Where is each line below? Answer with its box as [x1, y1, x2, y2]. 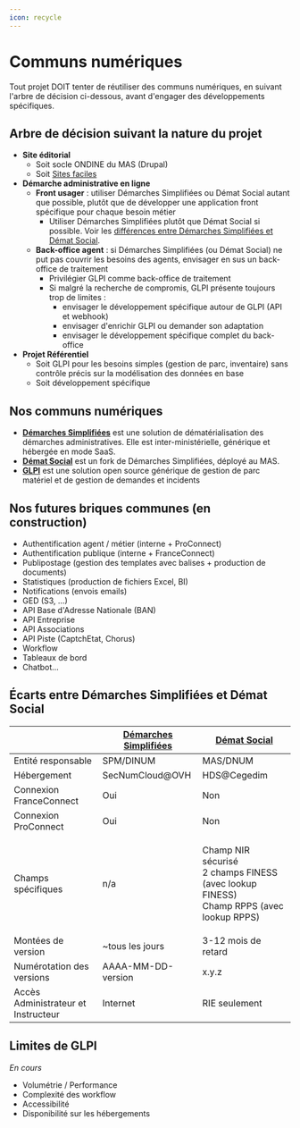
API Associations [21, 624, 85, 635]
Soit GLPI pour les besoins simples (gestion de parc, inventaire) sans [35, 358, 288, 369]
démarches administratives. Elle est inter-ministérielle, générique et [21, 437, 271, 448]
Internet [102, 997, 136, 1009]
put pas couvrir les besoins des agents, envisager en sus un [35, 254, 257, 265]
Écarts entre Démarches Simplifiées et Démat [9, 687, 268, 703]
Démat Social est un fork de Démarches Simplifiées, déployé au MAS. [21, 456, 280, 467]
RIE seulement [202, 997, 262, 1009]
